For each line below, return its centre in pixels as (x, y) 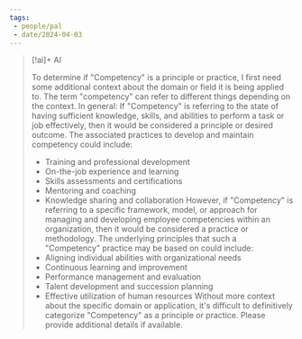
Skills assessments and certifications (114, 181)
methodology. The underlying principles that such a (141, 239)
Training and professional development (118, 162)
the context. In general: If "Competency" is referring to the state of (155, 106)
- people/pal (38, 26)
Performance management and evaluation (123, 277)
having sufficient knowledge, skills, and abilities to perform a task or (158, 116)
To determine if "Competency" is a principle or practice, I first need (156, 78)
